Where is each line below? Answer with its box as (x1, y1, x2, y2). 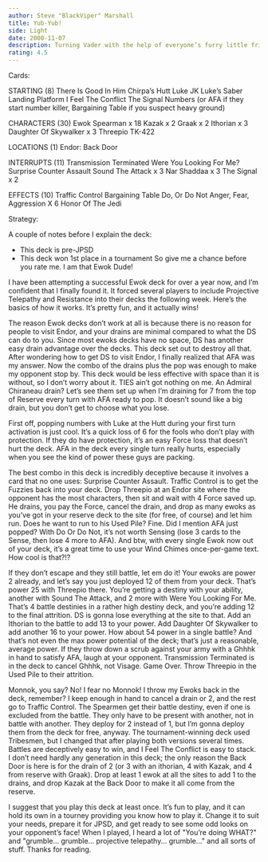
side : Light (8, 26, 48, 34)
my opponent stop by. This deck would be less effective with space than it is (8, 369, 260, 379)
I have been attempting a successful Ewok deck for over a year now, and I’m (8, 277, 259, 287)
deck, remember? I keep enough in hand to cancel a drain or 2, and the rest (8, 694, 257, 703)
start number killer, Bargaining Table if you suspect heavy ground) (8, 103, 226, 112)
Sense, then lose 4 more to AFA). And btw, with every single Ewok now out (8, 536, 254, 545)
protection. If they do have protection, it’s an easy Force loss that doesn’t (8, 435, 248, 445)
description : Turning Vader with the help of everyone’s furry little (8, 41, 248, 49)
